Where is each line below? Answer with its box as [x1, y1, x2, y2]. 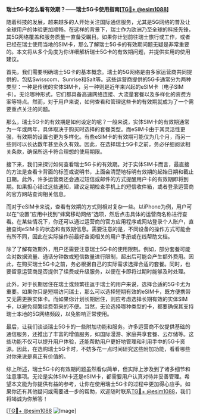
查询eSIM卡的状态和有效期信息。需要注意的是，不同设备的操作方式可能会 [11, 226, 191, 232]
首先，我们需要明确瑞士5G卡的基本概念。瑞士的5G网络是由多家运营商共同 [6, 69, 187, 75]
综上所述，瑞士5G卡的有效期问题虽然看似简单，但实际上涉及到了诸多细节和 [6, 366, 190, 372]
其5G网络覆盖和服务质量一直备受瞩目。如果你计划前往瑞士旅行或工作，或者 [6, 33, 190, 41]
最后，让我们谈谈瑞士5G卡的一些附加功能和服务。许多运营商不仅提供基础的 [6, 323, 190, 330]
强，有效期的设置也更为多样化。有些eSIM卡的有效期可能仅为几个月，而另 [6, 133, 186, 140]
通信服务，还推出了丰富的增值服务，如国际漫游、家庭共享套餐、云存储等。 [6, 331, 189, 337]
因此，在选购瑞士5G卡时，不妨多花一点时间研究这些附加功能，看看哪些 [16, 346, 190, 352]
